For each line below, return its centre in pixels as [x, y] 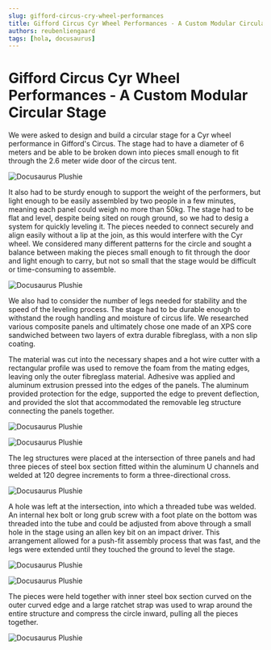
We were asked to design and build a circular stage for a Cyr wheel [120, 135]
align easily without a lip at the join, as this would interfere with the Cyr [126, 235]
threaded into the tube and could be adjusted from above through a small [130, 524]
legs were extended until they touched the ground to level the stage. [122, 550]
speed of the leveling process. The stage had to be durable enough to [124, 310]
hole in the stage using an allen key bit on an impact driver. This [114, 532]
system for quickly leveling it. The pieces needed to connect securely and [131, 226]
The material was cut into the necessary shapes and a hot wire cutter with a [134, 360]
